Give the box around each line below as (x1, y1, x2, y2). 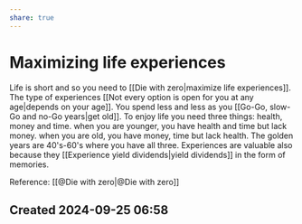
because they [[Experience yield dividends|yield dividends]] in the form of (9, 149, 287, 160)
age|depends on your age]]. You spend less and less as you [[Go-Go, (9, 101, 269, 112)
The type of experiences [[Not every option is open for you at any (9, 91, 255, 102)
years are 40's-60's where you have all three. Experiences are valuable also (9, 139, 293, 150)
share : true (9, 13, 54, 23)
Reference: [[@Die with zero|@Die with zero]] (9, 176, 180, 187)
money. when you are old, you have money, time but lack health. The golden (9, 130, 294, 141)
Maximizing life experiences (9, 51, 226, 72)
